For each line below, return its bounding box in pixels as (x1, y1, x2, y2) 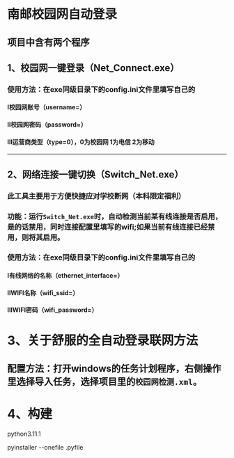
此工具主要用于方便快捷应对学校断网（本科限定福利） (7, 191, 186, 200)
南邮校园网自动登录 (7, 6, 118, 22)
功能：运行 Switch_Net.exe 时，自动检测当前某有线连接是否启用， (7, 212, 223, 221)
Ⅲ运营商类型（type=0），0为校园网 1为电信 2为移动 (7, 137, 155, 146)
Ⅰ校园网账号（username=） (7, 103, 86, 111)
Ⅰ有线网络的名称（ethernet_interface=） (7, 271, 124, 280)
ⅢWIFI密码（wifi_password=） (7, 306, 98, 314)
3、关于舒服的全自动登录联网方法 (7, 333, 198, 349)
